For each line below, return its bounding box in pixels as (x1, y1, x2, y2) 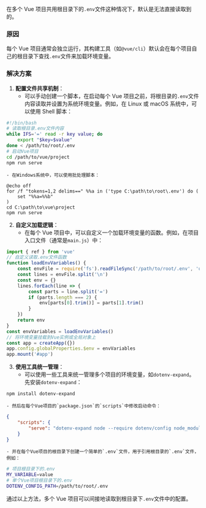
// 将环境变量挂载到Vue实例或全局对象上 (6, 334, 96, 341)
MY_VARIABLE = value (6, 472, 53, 478)
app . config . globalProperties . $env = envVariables (6, 345, 136, 352)
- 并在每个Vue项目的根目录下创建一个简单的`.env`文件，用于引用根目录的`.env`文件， (6, 448, 199, 455)
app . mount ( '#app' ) (6, 352, 53, 358)
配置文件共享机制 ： (15, 85, 64, 92)
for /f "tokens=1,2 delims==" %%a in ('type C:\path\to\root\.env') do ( (6, 188, 199, 194)
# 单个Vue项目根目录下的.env (6, 477, 72, 483)
